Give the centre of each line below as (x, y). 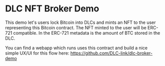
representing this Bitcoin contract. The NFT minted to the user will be (76, 27)
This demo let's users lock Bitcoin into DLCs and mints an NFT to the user (81, 22)
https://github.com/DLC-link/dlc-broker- (112, 53)
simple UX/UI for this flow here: (37, 53)
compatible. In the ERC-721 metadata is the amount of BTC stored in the (87, 33)
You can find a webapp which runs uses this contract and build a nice (76, 48)
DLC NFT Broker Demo (52, 9)
